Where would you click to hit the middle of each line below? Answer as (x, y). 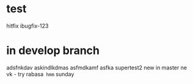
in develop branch (53, 51)
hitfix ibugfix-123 (27, 26)
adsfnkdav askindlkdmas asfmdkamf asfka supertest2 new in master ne (97, 67)
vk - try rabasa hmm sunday (40, 74)
